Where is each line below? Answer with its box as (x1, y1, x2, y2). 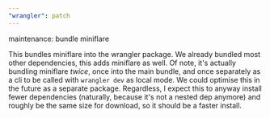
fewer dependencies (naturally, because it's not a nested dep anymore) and (8, 92, 261, 101)
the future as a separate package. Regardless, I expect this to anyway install (8, 83, 263, 93)
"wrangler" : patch (8, 11, 70, 20)
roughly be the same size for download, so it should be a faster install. (8, 100, 243, 110)
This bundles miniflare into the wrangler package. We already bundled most (8, 49, 261, 59)
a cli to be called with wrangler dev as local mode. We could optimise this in (8, 75, 260, 84)
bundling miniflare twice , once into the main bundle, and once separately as (8, 66, 261, 76)
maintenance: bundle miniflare (8, 34, 110, 43)
